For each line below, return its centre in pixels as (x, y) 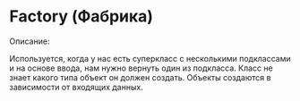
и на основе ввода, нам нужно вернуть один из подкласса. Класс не (141, 68)
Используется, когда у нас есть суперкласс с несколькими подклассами (150, 58)
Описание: (30, 41)
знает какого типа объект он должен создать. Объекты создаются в (140, 77)
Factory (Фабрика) (81, 17)
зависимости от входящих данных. (76, 87)
